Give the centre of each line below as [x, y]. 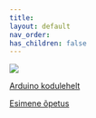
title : [22, 18]
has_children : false [48, 43]
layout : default [40, 26]
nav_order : [30, 34]
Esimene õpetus [39, 103]
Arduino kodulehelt [45, 86]
